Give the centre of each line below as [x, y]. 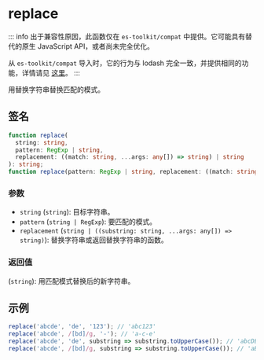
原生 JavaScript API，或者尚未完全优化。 [88, 46]
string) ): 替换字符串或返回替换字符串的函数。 [93, 240]
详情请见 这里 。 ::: [51, 72]
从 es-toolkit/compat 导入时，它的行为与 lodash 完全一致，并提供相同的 [125, 63]
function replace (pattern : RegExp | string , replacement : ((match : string [133, 172]
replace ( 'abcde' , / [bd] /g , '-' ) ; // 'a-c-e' [82, 334]
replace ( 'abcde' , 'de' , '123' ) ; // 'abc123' [82, 327]
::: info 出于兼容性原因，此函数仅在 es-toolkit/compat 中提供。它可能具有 [127, 36]
